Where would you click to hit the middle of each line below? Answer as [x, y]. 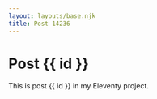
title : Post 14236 [39, 24]
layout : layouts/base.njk [52, 16]
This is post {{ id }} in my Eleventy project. [79, 86]
